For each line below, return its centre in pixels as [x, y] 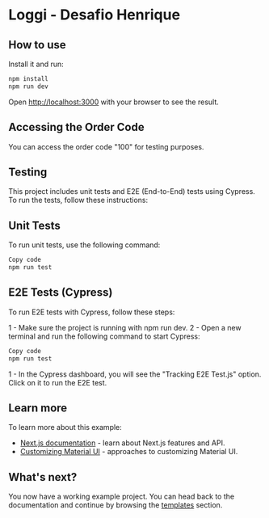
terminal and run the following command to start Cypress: [104, 336]
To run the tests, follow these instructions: [78, 200]
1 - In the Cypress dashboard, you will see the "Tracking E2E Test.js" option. [135, 374]
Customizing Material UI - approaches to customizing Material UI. [129, 452]
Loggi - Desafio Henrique [94, 15]
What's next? [43, 477]
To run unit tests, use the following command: [84, 245]
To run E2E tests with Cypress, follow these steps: [92, 312]
